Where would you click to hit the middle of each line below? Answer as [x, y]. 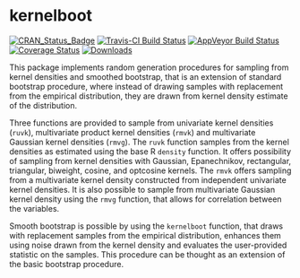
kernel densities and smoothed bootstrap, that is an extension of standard [146, 76]
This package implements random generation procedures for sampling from [149, 67]
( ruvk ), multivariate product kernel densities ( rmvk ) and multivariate [133, 132]
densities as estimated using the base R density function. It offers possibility [150, 151]
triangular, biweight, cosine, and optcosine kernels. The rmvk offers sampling [150, 170]
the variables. [34, 208]
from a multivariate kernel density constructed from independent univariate [148, 179]
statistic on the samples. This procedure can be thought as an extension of [147, 254]
